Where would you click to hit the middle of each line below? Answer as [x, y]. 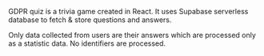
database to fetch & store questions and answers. [90, 20]
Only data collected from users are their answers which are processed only [132, 35]
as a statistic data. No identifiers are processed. [87, 43]
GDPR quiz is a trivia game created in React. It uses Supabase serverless [128, 11]
